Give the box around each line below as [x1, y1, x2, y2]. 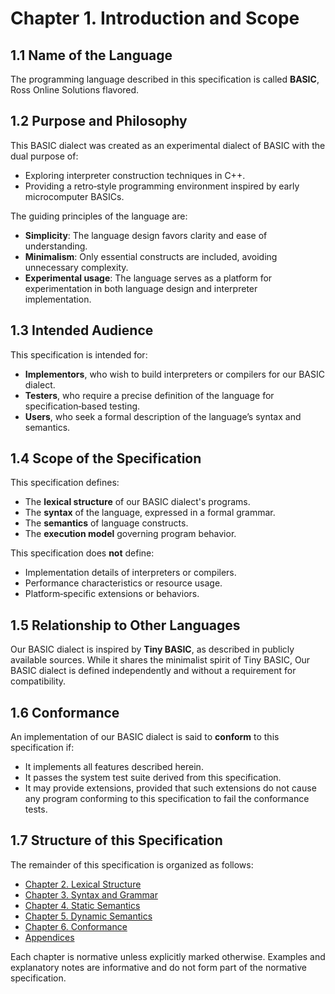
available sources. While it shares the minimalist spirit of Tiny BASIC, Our [10, 654, 311, 666]
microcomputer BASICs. [24, 190, 125, 202]
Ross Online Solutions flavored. [10, 84, 140, 96]
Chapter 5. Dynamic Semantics [24, 910, 153, 922]
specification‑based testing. [24, 400, 141, 412]
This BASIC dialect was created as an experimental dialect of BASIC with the [10, 139, 326, 151]
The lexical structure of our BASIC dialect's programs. [24, 496, 251, 508]
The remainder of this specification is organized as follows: [10, 858, 254, 871]
